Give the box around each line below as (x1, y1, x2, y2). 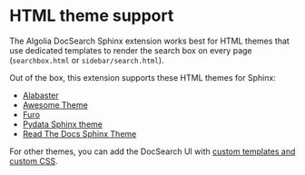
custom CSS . (9, 155, 58, 166)
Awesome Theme (22, 99, 88, 110)
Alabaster (22, 90, 59, 101)
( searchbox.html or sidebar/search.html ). (9, 54, 165, 65)
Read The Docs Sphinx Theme (22, 128, 137, 139)
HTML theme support (9, 5, 174, 26)
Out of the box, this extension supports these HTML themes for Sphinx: (9, 72, 277, 83)
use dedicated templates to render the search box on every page (9, 44, 252, 55)
